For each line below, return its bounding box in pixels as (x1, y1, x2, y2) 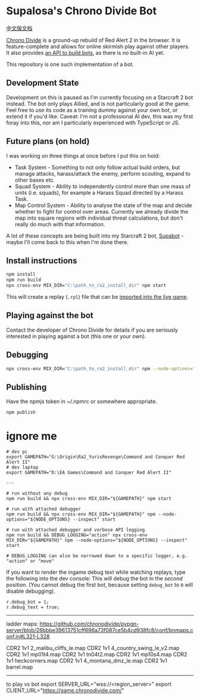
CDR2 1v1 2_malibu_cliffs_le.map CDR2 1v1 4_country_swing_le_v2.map (6, 645, 180, 652)
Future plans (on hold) (6, 136, 90, 146)
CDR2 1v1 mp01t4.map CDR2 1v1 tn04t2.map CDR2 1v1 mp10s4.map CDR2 (6, 651, 187, 658)
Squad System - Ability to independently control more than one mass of (14, 183, 191, 190)
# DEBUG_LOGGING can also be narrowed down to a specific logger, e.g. (6, 553, 187, 559)
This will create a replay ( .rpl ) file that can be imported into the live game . (6, 293, 189, 300)
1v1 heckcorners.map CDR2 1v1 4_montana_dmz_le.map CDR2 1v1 (6, 657, 168, 664)
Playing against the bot (6, 311, 93, 321)
